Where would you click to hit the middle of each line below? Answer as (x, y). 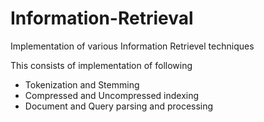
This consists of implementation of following (101, 65)
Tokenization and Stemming (82, 84)
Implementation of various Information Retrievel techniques (132, 46)
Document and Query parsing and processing (119, 106)
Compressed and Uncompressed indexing (112, 95)
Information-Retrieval (102, 18)
